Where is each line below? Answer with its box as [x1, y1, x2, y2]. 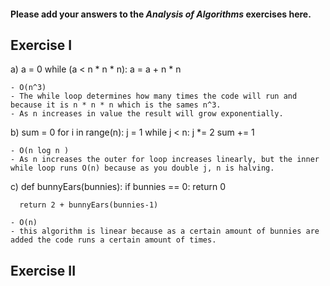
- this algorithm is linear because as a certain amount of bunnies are [10, 226, 320, 237]
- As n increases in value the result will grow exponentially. [10, 109, 284, 119]
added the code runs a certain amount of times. [10, 235, 217, 245]
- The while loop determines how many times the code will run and [10, 91, 298, 102]
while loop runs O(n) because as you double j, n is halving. [10, 163, 275, 174]
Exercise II [10, 262, 77, 279]
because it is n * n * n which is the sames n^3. [10, 100, 222, 110]
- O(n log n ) [10, 146, 70, 156]
